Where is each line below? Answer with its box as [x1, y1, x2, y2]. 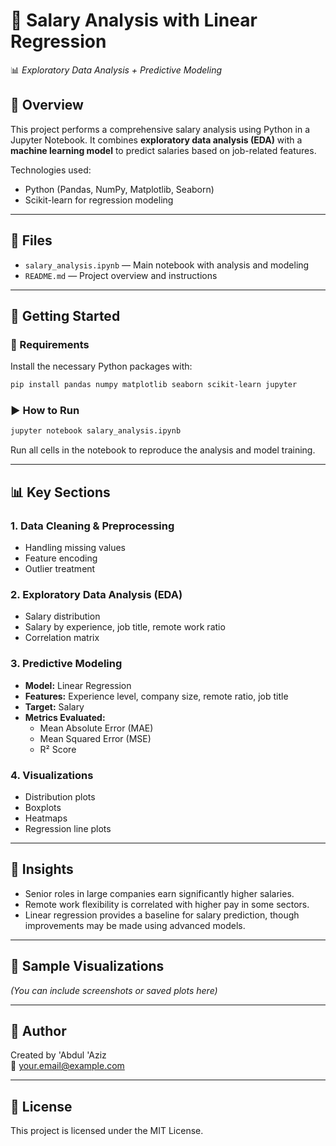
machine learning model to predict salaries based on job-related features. [10, 144, 317, 156]
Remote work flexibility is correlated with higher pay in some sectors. [24, 898, 310, 910]
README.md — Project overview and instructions [24, 269, 218, 281]
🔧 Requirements [10, 337, 90, 351]
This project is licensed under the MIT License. [10, 1125, 204, 1137]
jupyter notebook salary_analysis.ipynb [10, 426, 182, 436]
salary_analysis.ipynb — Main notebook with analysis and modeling [24, 259, 310, 271]
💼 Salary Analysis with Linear [10, 9, 258, 32]
